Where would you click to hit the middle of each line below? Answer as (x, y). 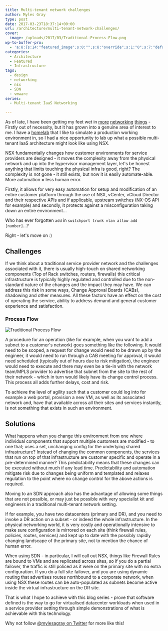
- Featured (21, 61)
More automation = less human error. (43, 180)
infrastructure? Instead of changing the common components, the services (82, 452)
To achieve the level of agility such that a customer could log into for (76, 392)
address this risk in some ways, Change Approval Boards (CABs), (72, 290)
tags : (11, 71)
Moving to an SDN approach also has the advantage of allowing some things (84, 494)
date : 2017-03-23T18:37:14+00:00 (40, 24)
